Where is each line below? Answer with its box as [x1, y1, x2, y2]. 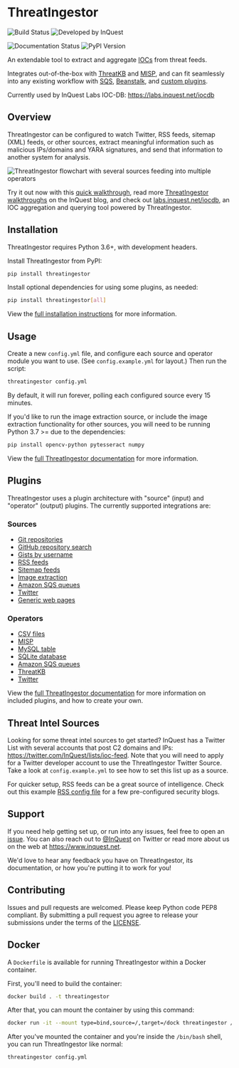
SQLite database [17, 652, 67, 661]
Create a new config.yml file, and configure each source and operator [7, 350, 213, 358]
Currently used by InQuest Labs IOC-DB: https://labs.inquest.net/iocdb [7, 90, 215, 99]
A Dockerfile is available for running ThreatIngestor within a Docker [7, 958, 206, 966]
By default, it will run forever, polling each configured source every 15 [7, 391, 211, 399]
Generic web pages [17, 595, 76, 604]
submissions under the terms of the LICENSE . [7, 918, 141, 926]
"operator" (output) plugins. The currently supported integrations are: [7, 501, 211, 510]
